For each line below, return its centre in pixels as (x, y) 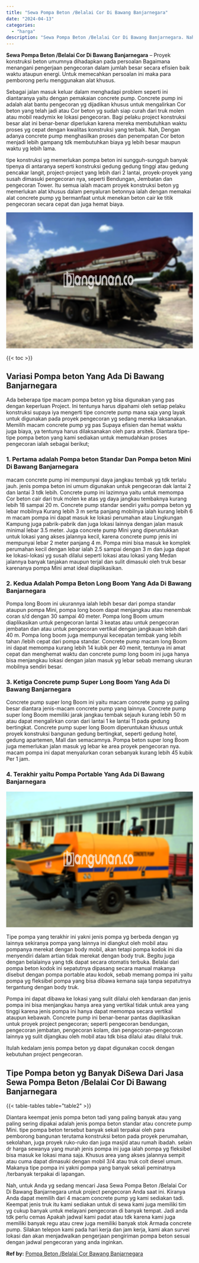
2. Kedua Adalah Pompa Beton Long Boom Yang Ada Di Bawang (99, 583)
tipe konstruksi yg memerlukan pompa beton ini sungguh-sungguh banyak (97, 160)
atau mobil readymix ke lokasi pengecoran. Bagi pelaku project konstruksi (96, 117)
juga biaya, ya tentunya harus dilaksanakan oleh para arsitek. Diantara (92, 431)
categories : (21, 25)
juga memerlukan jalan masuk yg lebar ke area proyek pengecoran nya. (93, 747)
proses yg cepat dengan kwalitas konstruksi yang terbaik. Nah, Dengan (93, 130)
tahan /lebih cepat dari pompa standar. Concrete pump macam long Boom (97, 642)
